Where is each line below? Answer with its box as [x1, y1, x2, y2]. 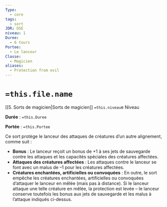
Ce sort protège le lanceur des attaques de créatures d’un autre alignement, [5, 133, 162, 139]
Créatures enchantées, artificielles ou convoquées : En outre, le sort [12, 169, 157, 175]
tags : [5, 17, 17, 22]
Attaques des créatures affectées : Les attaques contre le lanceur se [12, 159, 157, 165]
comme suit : [5, 138, 32, 144]
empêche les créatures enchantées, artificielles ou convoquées [12, 175, 144, 181]
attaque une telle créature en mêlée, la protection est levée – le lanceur [12, 185, 159, 191]
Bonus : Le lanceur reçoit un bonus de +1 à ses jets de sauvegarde [12, 148, 150, 154]
